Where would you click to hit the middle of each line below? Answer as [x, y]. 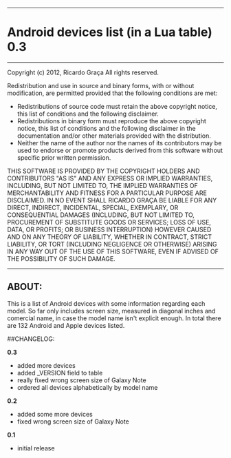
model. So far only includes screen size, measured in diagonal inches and [111, 311]
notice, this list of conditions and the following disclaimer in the [106, 128]
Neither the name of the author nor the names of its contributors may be [119, 143]
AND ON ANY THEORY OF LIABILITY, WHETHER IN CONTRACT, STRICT [110, 237]
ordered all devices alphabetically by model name [87, 387]
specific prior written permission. [64, 157]
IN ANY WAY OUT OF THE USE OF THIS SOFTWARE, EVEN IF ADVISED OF [113, 251]
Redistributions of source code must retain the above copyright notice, [117, 106]
